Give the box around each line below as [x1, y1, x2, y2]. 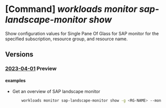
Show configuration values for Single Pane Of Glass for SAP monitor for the [5, 30, 159, 36]
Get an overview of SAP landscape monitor [12, 89, 101, 95]
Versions [5, 50, 34, 59]
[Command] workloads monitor [5, 3, 138, 15]
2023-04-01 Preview [5, 65, 57, 72]
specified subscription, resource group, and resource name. [5, 36, 128, 42]
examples [5, 77, 26, 83]
